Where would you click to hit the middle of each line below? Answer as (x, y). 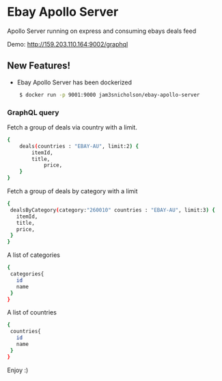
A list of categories (33, 255)
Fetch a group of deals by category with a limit (72, 191)
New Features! (39, 66)
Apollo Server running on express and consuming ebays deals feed (102, 31)
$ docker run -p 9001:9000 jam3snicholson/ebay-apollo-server (110, 95)
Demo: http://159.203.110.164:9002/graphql (68, 44)
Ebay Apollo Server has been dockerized (74, 82)
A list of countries (32, 312)
